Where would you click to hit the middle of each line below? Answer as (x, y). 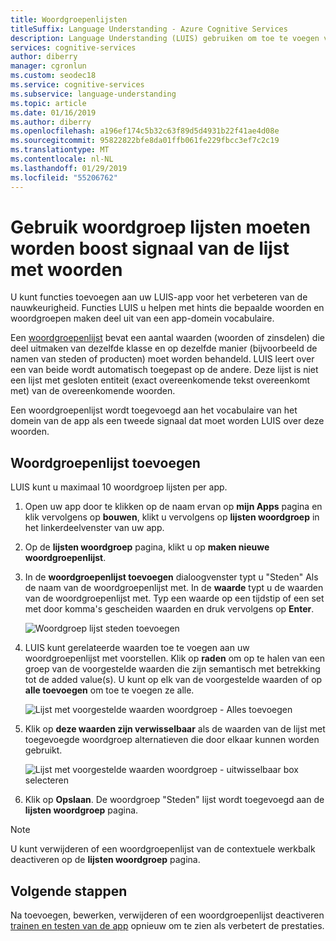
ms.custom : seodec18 (53, 76)
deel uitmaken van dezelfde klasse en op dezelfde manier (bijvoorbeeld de (164, 348)
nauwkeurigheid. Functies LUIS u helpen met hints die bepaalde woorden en (167, 308)
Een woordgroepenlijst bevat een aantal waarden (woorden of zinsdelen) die (167, 338)
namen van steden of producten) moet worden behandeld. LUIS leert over (162, 359)
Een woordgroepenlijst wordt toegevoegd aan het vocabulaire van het (154, 410)
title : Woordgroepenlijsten (69, 19)
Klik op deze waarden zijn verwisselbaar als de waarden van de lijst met (175, 729)
